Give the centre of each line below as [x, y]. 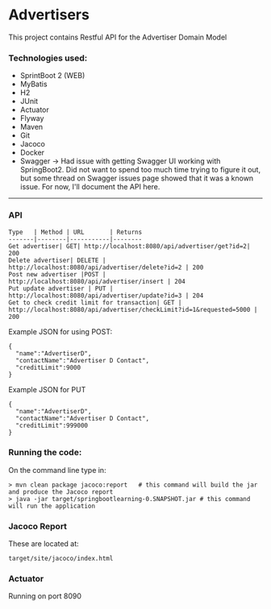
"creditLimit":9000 [48, 367]
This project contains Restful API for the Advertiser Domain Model [118, 37]
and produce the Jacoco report [61, 492]
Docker [32, 153]
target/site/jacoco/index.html [61, 559]
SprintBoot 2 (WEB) [52, 76]
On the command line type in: [57, 470]
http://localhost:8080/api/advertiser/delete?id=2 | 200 [106, 267]
